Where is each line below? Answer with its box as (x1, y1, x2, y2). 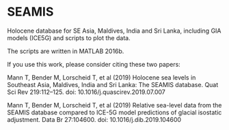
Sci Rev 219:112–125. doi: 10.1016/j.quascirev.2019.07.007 (7, 88, 166, 96)
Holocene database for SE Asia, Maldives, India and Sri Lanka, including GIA (7, 27, 221, 35)
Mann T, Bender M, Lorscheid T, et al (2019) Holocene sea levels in (7, 73, 196, 82)
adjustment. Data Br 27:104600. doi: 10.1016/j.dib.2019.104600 (7, 115, 182, 123)
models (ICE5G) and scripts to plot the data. (7, 33, 131, 42)
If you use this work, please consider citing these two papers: (7, 60, 181, 68)
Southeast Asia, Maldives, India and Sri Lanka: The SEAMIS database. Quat (7, 80, 219, 88)
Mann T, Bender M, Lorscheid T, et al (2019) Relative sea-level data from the (7, 101, 222, 109)
